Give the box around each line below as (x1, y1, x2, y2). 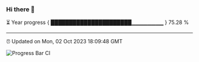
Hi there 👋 (6, 5, 36, 13)
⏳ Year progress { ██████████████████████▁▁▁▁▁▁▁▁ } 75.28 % (6, 19, 190, 26)
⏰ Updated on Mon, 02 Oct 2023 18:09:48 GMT (6, 38, 123, 45)
